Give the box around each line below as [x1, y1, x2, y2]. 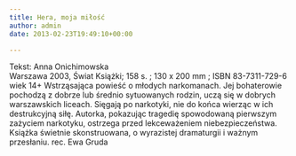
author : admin [9, 21, 62, 30]
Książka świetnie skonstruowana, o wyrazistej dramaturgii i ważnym [9, 128, 259, 138]
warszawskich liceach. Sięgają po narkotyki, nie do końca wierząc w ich [9, 99, 274, 110]
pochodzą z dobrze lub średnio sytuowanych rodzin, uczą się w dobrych [9, 90, 276, 100]
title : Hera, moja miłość [9, 12, 105, 22]
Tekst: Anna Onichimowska [9, 61, 109, 72]
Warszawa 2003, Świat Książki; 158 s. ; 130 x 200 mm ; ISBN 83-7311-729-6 [9, 71, 287, 82]
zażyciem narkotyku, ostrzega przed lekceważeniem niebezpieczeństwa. [9, 118, 277, 129]
